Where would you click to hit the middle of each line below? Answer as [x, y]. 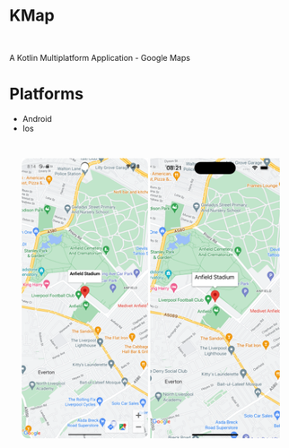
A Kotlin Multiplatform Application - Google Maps [100, 57]
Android [37, 118]
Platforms [46, 94]
